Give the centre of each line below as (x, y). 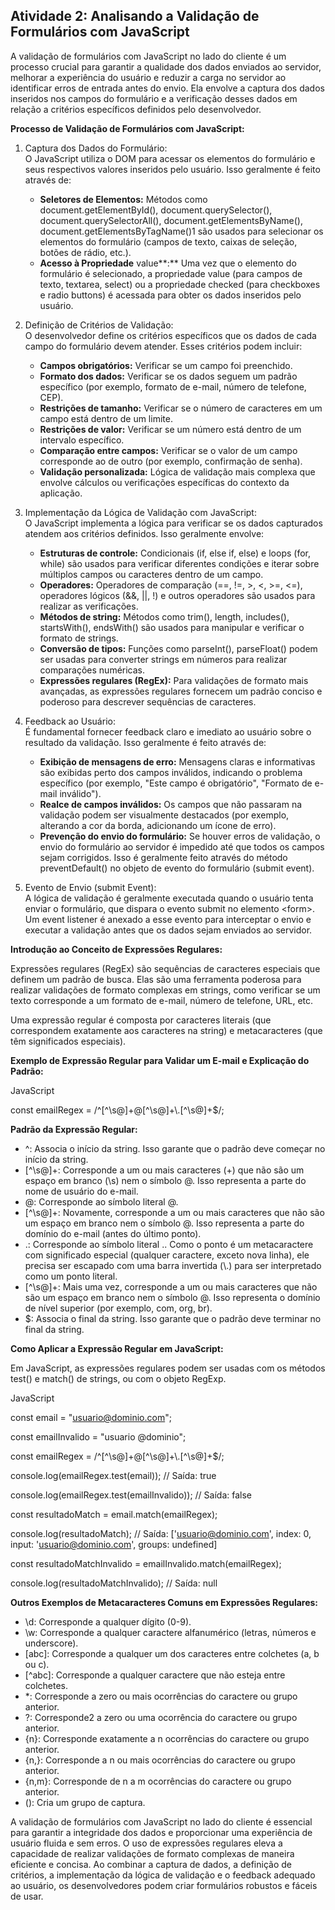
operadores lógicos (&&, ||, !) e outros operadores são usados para (177, 595)
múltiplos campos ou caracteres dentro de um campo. (151, 574)
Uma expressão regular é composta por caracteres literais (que (141, 1020)
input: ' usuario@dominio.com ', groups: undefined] (114, 1544)
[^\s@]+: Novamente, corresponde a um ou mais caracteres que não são (174, 1212)
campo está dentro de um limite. (106, 418)
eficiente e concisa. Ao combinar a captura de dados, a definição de (151, 1864)
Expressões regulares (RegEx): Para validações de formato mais (174, 680)
